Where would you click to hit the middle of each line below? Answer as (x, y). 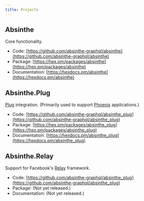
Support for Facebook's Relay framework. (48, 168)
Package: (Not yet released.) (41, 188)
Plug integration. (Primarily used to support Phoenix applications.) (72, 105)
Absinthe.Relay (29, 156)
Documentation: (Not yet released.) (48, 194)
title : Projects (22, 10)
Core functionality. (24, 41)
